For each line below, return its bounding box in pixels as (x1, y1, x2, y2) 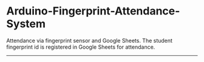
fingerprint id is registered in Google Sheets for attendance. (6, 43, 155, 51)
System (6, 17, 46, 31)
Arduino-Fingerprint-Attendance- (6, 4, 180, 18)
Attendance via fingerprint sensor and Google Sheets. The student (6, 37, 173, 44)
